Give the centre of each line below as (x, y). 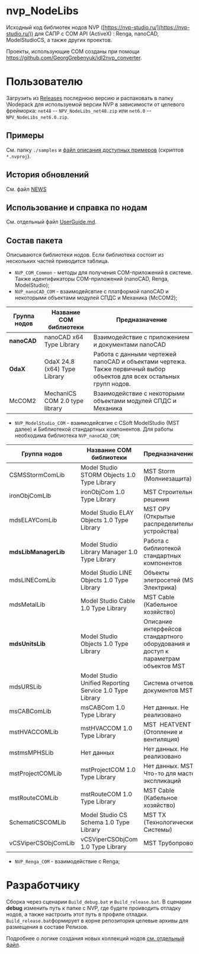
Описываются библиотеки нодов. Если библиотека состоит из (85, 255)
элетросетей (162, 580)
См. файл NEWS (26, 189)
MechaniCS (60, 393)
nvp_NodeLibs (42, 11)
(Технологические (170, 822)
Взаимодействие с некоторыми (139, 393)
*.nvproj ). (19, 156)
